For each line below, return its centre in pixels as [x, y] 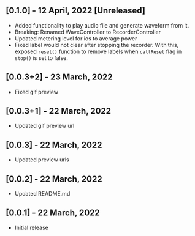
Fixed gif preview [36, 92]
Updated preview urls [42, 160]
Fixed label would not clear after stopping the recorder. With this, [97, 45]
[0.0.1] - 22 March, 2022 [53, 213]
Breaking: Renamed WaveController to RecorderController [87, 32]
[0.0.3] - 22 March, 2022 [54, 145]
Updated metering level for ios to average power [76, 38]
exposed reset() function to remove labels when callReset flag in [98, 51]
